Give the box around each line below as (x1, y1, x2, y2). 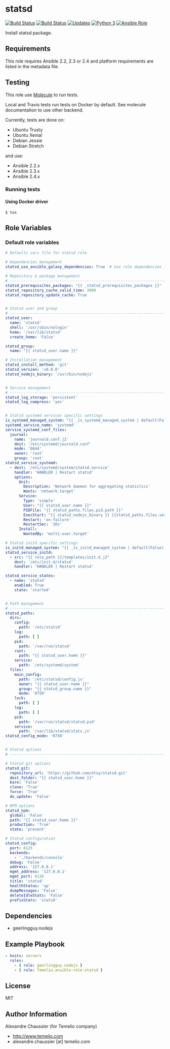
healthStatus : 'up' (10, 883, 51, 888)
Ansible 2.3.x (12, 168, 40, 174)
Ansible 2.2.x (12, 162, 40, 168)
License (5, 981, 31, 990)
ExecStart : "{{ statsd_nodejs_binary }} (23, 512, 110, 518)
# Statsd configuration (5, 836, 56, 842)
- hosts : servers (5, 953, 42, 958)
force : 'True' (10, 789, 39, 795)
